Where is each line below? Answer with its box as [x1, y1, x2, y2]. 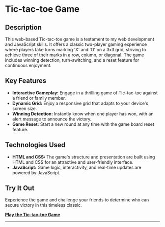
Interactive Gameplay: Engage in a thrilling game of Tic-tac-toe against [12, 90, 158, 96]
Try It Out [5, 184, 35, 192]
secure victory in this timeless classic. [5, 202, 82, 208]
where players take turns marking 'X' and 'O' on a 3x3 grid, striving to [5, 47, 146, 52]
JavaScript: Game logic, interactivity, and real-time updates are [12, 164, 141, 170]
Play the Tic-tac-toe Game [5, 212, 60, 218]
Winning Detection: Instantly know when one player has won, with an [12, 111, 154, 116]
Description [5, 23, 42, 32]
